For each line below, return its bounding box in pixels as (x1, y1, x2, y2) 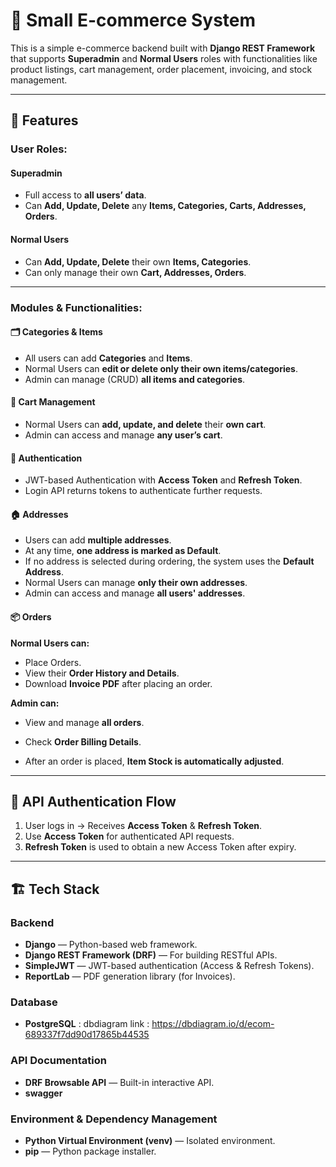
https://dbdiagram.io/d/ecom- (151, 1018, 275, 1030)
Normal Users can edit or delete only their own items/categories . (24, 362, 298, 374)
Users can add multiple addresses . (24, 534, 172, 546)
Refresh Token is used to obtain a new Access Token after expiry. (24, 841, 297, 853)
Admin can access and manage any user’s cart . (24, 429, 223, 441)
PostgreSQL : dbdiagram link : (24, 1018, 150, 1030)
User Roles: (10, 142, 68, 156)
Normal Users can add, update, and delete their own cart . (24, 418, 267, 430)
